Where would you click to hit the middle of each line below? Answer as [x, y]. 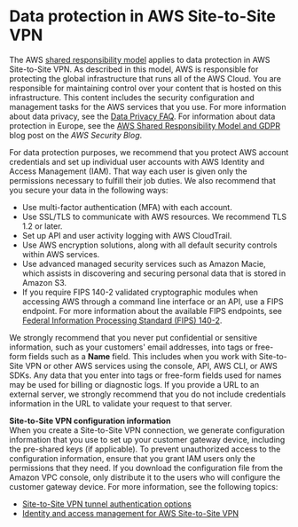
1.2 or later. [42, 226]
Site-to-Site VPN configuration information [90, 421]
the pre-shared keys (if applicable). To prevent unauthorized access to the [145, 449]
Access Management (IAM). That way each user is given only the [129, 171]
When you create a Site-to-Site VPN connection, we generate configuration [147, 430]
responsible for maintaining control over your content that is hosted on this [145, 88]
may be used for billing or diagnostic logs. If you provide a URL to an [134, 384]
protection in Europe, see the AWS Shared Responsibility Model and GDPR [145, 125]
